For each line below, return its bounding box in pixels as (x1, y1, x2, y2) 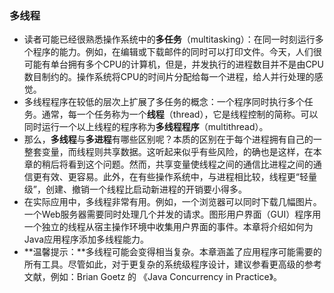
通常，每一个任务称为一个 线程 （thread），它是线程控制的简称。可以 (41, 108, 319, 121)
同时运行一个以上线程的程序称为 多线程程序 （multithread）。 (23, 121, 269, 133)
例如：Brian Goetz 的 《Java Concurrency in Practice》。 (50, 271, 283, 283)
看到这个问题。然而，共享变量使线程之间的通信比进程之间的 (67, 158, 314, 171)
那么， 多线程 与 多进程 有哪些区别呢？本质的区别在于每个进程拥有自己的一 (23, 133, 322, 146)
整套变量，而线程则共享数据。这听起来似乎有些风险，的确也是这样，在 (23, 146, 314, 158)
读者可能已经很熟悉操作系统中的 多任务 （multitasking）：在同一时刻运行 (23, 33, 316, 46)
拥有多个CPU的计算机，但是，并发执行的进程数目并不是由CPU (67, 58, 324, 71)
